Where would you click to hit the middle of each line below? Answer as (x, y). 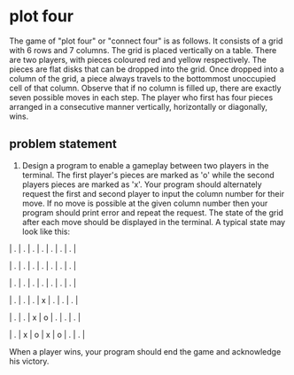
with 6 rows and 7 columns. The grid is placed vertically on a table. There (143, 50)
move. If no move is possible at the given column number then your (145, 203)
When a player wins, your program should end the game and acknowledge (145, 351)
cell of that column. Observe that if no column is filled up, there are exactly (145, 88)
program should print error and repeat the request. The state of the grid (152, 212)
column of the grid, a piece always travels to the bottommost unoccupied (143, 78)
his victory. (29, 361)
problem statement (63, 144)
